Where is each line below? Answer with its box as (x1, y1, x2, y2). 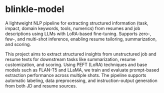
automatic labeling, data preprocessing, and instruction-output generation (5, 77, 157, 83)
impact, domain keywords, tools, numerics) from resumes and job (5, 25, 140, 31)
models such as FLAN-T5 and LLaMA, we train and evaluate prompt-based (5, 66, 159, 73)
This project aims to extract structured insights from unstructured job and (5, 51, 156, 57)
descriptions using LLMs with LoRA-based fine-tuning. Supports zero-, (5, 30, 151, 36)
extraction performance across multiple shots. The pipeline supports (5, 72, 146, 78)
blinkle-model (5, 3, 64, 15)
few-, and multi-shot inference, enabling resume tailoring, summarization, (5, 36, 157, 42)
